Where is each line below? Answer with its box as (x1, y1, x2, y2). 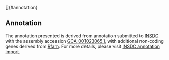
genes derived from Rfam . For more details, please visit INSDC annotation (5, 43, 160, 49)
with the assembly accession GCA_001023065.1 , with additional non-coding (5, 38, 164, 44)
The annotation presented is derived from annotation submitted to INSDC (5, 33, 159, 39)
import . (5, 48, 20, 55)
